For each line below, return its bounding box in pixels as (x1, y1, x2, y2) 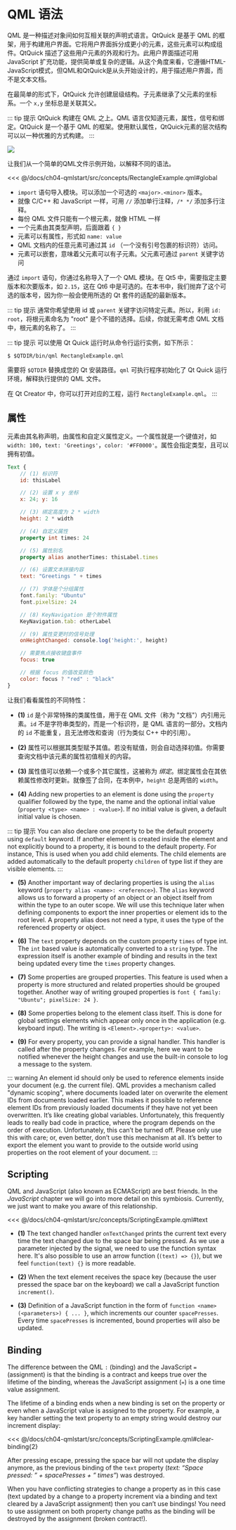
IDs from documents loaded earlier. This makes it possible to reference (7, 1095, 213, 1104)
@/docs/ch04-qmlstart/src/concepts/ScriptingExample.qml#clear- (20, 1435, 214, 1443)
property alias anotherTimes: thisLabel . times (20, 554, 159, 561)
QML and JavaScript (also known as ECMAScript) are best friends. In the (7, 1187, 218, 1196)
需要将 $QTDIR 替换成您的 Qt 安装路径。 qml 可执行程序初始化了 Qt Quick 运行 (7, 365, 228, 374)
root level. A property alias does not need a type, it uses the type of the (17, 915, 224, 924)
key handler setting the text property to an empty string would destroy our (7, 1414, 222, 1422)
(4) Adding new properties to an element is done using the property (17, 789, 214, 798)
